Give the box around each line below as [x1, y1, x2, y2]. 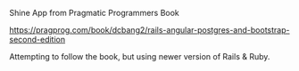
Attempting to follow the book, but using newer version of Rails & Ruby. [9, 51, 270, 61]
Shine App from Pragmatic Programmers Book [9, 8, 180, 18]
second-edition [9, 35, 65, 44]
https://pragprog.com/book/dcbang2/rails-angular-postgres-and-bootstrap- [9, 25, 290, 35]
